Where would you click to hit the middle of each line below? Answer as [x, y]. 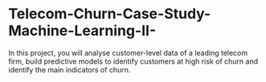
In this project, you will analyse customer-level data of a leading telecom [128, 53]
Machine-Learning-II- [82, 31]
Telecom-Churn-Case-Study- [110, 14]
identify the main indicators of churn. [70, 69]
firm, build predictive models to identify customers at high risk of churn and [133, 61]
